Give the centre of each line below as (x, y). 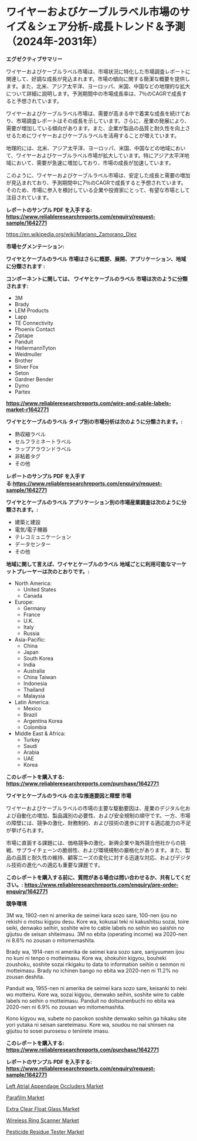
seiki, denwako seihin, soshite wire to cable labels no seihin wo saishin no (95, 928)
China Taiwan (40, 677)
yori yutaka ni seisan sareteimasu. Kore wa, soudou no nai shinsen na (90, 1024)
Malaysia (34, 696)
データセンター (33, 544)
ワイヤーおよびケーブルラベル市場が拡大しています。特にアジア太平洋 (100, 155)
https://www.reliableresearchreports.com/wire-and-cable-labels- (89, 403)
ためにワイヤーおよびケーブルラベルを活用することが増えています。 (98, 135)
